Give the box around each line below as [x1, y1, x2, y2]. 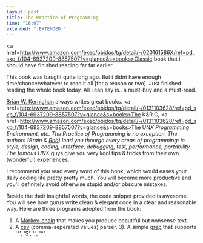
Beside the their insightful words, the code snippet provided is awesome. [6, 192, 188, 200]
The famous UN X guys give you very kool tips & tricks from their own [6, 150, 179, 157]
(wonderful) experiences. [6, 156, 70, 164]
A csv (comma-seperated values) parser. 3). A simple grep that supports [15, 224, 197, 231]
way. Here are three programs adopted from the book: [6, 205, 141, 213]
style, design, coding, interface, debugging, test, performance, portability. [6, 143, 191, 150]
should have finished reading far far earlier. [6, 62, 114, 69]
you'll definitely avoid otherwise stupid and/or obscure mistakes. [6, 181, 168, 188]
